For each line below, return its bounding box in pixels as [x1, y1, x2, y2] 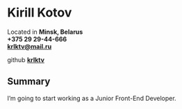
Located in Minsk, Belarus [7, 28, 83, 36]
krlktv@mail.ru [7, 42, 52, 50]
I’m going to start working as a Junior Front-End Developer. [7, 94, 176, 102]
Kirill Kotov [7, 5, 72, 21]
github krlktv [7, 55, 45, 63]
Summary [7, 76, 51, 88]
